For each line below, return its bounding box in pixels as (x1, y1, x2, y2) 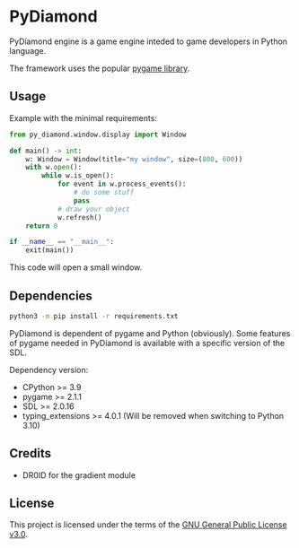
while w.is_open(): (41, 171, 115, 180)
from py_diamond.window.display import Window (9, 130, 187, 139)
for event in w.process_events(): (57, 179, 187, 189)
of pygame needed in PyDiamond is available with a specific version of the (9, 337, 286, 348)
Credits (9, 446, 52, 461)
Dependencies (9, 288, 92, 303)
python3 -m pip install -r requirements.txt (9, 311, 179, 320)
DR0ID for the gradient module (22, 469, 136, 481)
